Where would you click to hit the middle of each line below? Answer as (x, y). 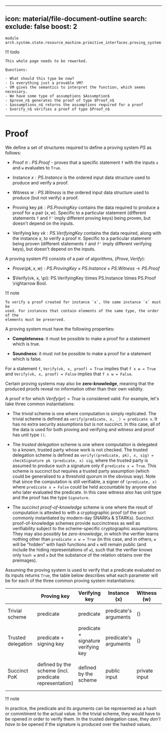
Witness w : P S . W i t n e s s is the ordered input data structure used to (81, 192)
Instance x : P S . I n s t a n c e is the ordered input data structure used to (81, 177)
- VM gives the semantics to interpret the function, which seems (75, 87)
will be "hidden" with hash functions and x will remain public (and (79, 544)
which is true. (26, 344)
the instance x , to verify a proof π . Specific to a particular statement (82, 238)
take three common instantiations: (40, 404)
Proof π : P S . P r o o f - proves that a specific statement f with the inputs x (85, 162)
